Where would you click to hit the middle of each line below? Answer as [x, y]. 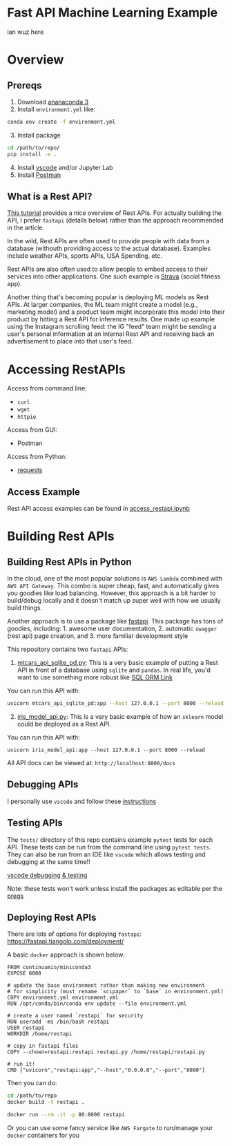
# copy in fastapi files [43, 1046]
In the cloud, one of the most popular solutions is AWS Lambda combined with [115, 579]
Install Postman [39, 175]
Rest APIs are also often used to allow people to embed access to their [108, 269]
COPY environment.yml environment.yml [63, 998]
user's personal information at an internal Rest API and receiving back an [111, 334]
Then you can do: [32, 1083]
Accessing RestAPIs [66, 369]
